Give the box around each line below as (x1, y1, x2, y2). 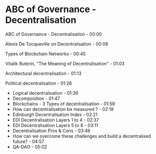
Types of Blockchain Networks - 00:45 (5, 51, 86, 57)
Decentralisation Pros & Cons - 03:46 (12, 128, 91, 134)
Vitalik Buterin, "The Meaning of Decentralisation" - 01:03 (5, 60, 125, 66)
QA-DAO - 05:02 (12, 143, 47, 150)
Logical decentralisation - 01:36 (12, 90, 79, 96)
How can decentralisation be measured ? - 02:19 (12, 106, 114, 112)
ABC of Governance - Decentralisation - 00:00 (5, 31, 102, 37)
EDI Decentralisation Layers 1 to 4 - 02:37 (12, 117, 99, 123)
